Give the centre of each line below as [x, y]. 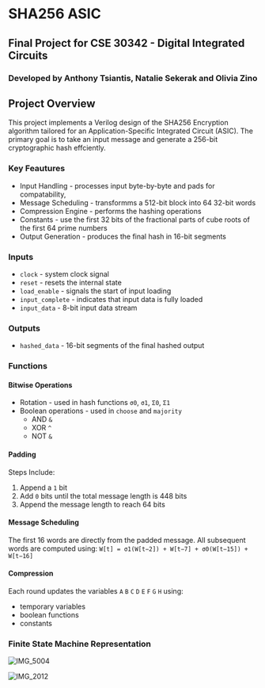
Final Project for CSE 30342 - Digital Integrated [127, 43]
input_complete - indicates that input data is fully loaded [111, 299]
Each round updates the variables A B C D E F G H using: [96, 591]
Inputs [21, 257]
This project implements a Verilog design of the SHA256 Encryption [118, 123]
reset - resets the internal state [71, 282]
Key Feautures [37, 169]
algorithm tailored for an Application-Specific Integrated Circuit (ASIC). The [131, 131]
